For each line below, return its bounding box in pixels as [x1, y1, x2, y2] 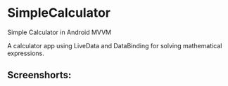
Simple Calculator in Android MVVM [7, 28, 112, 36]
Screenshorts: [7, 69, 72, 81]
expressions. [7, 49, 44, 57]
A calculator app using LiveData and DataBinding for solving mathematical [7, 41, 222, 50]
